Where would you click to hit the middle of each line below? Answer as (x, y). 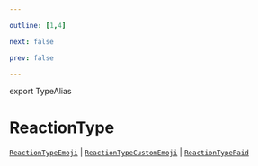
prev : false (31, 58)
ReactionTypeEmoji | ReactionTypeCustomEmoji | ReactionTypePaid (129, 153)
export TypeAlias (40, 92)
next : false (31, 41)
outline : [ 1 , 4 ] (38, 25)
